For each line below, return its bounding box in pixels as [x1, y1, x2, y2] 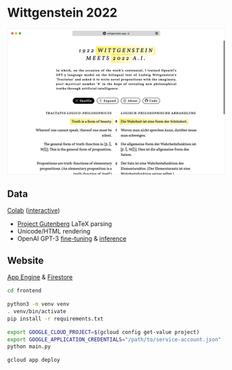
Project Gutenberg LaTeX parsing [17, 220, 112, 228]
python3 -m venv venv [7, 301, 70, 308]
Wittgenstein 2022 [7, 5, 118, 21]
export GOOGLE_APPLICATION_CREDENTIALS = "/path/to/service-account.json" [7, 336, 222, 343]
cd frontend [7, 288, 42, 294]
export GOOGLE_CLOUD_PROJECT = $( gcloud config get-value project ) [7, 328, 199, 335]
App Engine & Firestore [7, 273, 73, 281]
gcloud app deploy [7, 357, 60, 364]
